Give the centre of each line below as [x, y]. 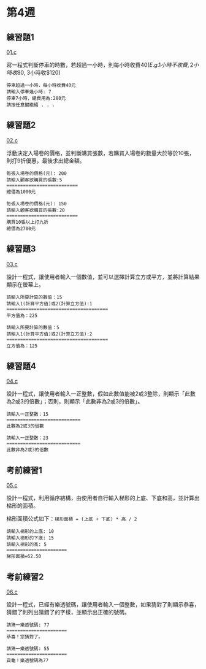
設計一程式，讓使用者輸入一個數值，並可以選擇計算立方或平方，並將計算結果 [103, 277]
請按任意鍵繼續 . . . [31, 105]
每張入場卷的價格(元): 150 [37, 204]
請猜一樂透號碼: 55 [28, 649]
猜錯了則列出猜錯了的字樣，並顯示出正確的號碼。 [68, 612]
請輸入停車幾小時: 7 [29, 92]
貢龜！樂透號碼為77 [28, 661]
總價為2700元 [21, 228]
